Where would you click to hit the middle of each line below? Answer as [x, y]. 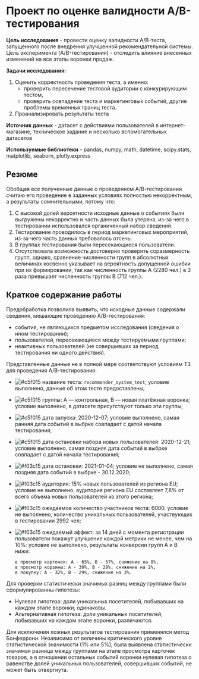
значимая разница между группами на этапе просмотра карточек [91, 650]
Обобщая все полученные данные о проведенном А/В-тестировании [94, 189]
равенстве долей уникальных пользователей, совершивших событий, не [99, 663]
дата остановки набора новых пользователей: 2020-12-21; [116, 442]
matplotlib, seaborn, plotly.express [48, 155]
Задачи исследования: [36, 70]
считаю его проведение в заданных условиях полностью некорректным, [99, 195]
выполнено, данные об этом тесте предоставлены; [80, 388]
